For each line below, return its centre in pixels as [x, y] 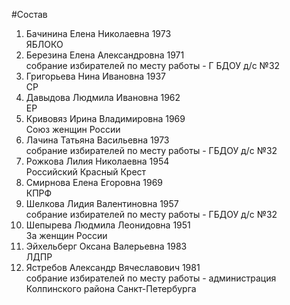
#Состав [29, 14]
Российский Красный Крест [86, 172]
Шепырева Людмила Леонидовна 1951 [108, 225]
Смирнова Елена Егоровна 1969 [94, 182]
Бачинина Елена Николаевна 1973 [98, 33]
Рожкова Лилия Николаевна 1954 [97, 161]
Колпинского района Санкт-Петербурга [111, 288]
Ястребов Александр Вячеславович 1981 [113, 267]
